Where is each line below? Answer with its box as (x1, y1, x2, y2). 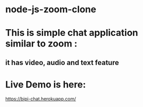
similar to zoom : (5, 38, 78, 50)
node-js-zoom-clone (5, 4, 97, 15)
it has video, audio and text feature (5, 58, 119, 67)
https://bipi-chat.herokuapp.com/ (5, 96, 76, 102)
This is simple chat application (5, 27, 138, 39)
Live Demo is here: (5, 78, 86, 90)
